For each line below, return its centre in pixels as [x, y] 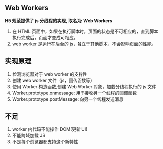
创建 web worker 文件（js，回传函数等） [54, 80]
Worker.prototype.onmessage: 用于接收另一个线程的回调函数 [75, 93]
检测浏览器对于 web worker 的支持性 [50, 74]
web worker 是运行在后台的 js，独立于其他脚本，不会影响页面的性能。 [84, 44]
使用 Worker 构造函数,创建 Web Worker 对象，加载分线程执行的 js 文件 [84, 86]
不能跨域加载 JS [29, 135]
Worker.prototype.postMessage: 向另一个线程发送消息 [68, 99]
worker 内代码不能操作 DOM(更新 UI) [50, 129]
